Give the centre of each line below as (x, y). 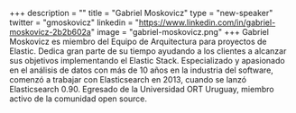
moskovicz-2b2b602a (51, 32)
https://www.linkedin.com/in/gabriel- (207, 22)
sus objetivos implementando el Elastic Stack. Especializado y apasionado (148, 61)
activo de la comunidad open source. (78, 99)
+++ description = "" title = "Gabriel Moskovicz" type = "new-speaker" (141, 13)
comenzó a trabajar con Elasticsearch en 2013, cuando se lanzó (128, 79)
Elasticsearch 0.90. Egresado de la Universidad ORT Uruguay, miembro (142, 89)
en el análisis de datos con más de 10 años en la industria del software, (141, 70)
